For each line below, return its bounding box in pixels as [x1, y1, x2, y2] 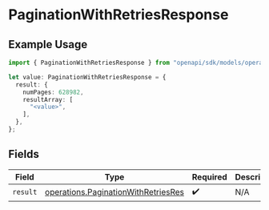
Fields [8, 147, 40, 161]
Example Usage [8, 38, 88, 51]
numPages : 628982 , [22, 88, 84, 96]
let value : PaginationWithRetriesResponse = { [8, 73, 167, 81]
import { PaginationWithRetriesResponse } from [8, 59, 171, 67]
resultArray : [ [22, 95, 74, 103]
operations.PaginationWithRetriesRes [45, 187, 185, 198]
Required [191, 171, 227, 182]
